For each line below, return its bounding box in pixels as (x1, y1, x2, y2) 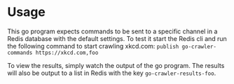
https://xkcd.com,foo (35, 49, 99, 56)
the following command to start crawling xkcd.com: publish (7, 42, 179, 50)
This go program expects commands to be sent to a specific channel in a (7, 27, 218, 35)
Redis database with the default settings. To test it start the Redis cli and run (7, 34, 228, 42)
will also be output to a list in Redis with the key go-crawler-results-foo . (7, 69, 216, 77)
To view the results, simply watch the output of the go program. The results (7, 61, 225, 69)
